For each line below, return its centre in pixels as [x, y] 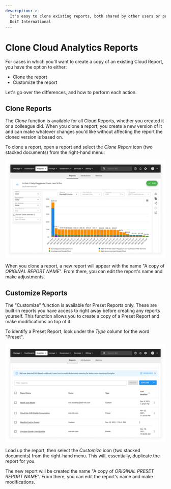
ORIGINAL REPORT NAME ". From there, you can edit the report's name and [84, 272]
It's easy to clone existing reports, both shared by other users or [85, 16]
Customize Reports [36, 293]
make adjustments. [25, 277]
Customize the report [35, 82]
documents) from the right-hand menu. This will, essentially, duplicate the [83, 456]
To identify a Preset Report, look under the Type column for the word [77, 331]
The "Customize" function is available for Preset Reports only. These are [81, 305]
